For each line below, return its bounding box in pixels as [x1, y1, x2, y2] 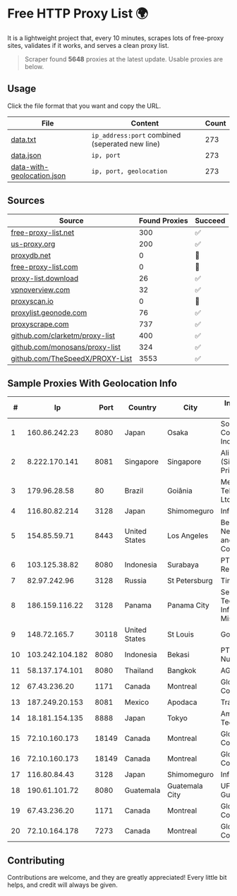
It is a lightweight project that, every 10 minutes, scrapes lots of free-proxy [7, 33, 224, 42]
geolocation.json [11, 171, 66, 180]
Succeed [195, 216, 226, 226]
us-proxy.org [11, 239, 56, 249]
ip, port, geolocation [91, 167, 168, 175]
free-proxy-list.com [11, 262, 79, 271]
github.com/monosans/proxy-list [11, 342, 121, 352]
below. [24, 62, 44, 70]
